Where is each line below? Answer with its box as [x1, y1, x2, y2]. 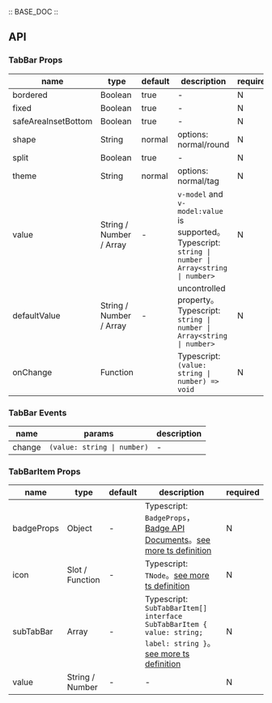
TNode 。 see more [144, 570, 210, 582]
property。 [177, 294, 219, 305]
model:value [177, 207, 224, 215]
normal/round [177, 138, 230, 150]
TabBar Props [8, 54, 63, 66]
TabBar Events [8, 407, 67, 418]
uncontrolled [177, 283, 226, 294]
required [226, 487, 260, 498]
